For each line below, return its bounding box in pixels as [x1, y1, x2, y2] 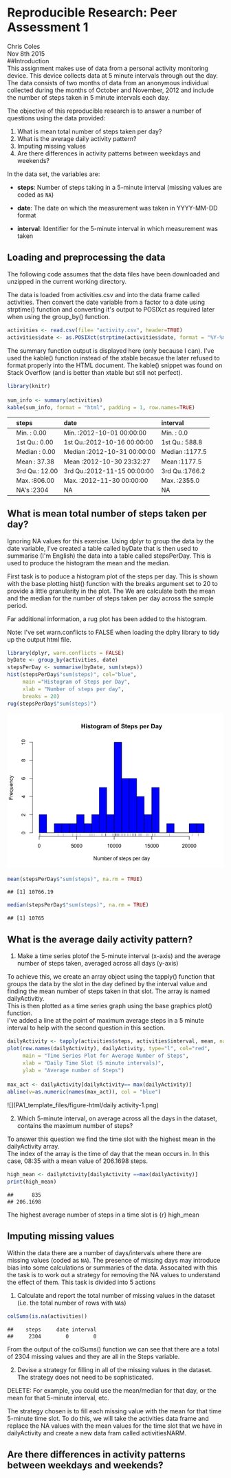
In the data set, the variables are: [7, 170, 100, 178]
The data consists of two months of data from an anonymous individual [7, 78, 209, 87]
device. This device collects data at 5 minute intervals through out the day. [7, 71, 219, 80]
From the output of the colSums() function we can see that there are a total [7, 1345, 219, 1353]
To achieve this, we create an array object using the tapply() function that [7, 972, 215, 981]
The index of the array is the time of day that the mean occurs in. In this [7, 1150, 210, 1158]
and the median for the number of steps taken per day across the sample [7, 594, 214, 602]
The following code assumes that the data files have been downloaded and [7, 270, 220, 278]
